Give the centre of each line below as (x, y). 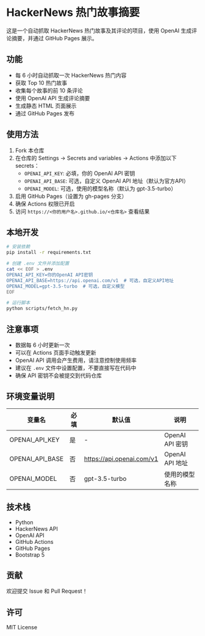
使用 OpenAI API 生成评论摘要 (52, 98)
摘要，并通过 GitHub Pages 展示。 (54, 38)
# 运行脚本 (18, 303)
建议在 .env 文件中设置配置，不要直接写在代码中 (76, 367)
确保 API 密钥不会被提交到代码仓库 (59, 375)
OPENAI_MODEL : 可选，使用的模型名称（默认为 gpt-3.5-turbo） (100, 188)
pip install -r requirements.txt (49, 253)
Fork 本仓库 (30, 150)
